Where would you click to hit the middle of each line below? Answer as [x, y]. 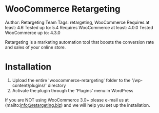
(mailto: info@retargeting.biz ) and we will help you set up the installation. [78, 105]
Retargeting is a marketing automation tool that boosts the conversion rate [80, 42]
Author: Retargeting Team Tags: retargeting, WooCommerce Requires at [77, 22]
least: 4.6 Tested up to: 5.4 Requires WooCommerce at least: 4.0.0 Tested [79, 27]
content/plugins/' [30, 85]
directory [57, 85]
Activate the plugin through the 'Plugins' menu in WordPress [73, 90]
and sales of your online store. [36, 47]
